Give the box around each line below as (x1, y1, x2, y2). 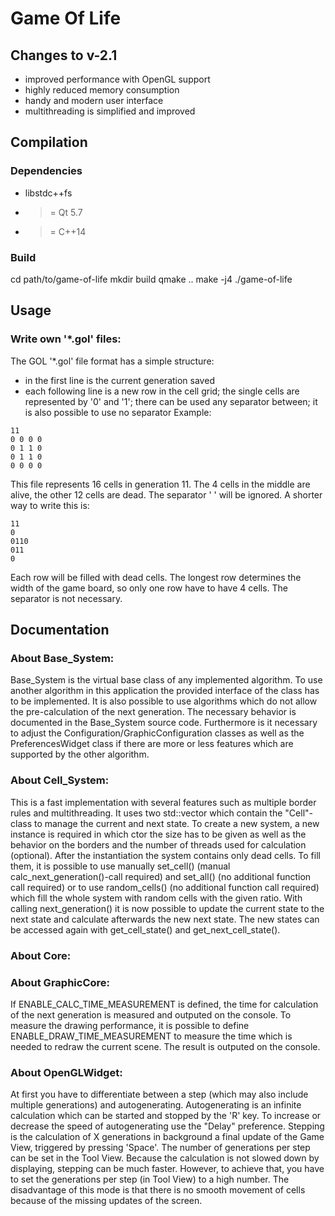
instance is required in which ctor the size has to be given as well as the (10, 828, 307, 840)
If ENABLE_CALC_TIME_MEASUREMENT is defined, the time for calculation (10, 998, 319, 1010)
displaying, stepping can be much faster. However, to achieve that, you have (10, 1163, 325, 1175)
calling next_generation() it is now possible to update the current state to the (10, 902, 325, 914)
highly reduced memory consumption (24, 84, 180, 96)
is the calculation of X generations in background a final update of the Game (10, 1131, 325, 1143)
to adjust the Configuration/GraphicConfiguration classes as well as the (10, 727, 305, 739)
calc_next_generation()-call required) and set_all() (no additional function (10, 870, 312, 882)
